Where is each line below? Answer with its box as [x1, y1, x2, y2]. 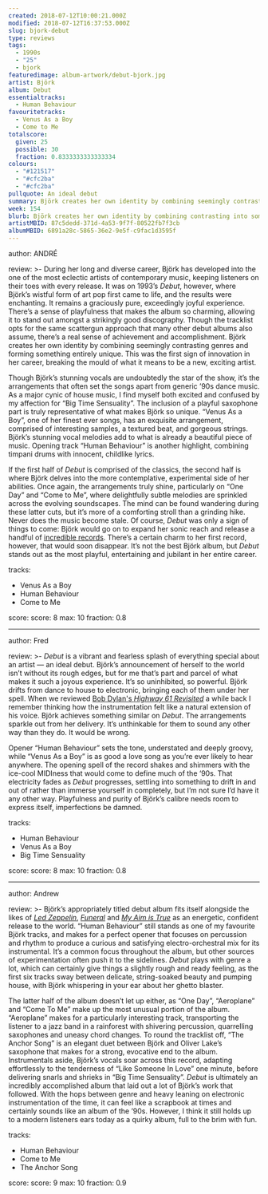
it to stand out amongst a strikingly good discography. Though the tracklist [8, 315, 254, 324]
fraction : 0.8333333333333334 [15, 152, 116, 160]
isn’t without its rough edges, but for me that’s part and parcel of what [8, 668, 238, 678]
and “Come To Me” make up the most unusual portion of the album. [8, 1005, 231, 1014]
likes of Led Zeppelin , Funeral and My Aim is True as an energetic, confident [8, 913, 259, 922]
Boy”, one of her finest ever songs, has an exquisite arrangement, [8, 416, 223, 425]
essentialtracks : [8, 93, 66, 101]
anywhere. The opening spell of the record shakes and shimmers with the [8, 760, 250, 769]
